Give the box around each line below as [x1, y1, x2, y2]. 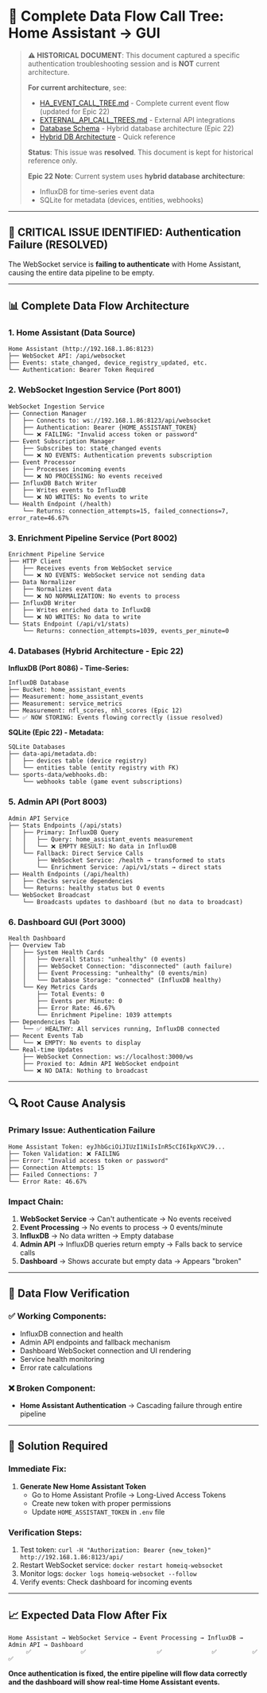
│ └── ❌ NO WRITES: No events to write [8, 493, 149, 501]
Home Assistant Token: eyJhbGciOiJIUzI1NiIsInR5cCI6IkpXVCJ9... [8, 1142, 226, 1151]
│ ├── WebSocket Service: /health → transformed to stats [8, 856, 226, 864]
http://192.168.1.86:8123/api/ [19, 1553, 124, 1561]
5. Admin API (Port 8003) [8, 796, 107, 807]
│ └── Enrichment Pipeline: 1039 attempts [8, 1011, 172, 1019]
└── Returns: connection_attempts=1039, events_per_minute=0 [22, 627, 229, 635]
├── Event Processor [8, 458, 77, 466]
